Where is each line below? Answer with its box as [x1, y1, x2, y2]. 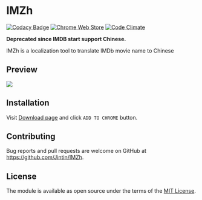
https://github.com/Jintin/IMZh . [6, 153, 84, 161]
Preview [6, 65, 38, 75]
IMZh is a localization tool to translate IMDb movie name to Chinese [6, 47, 174, 54]
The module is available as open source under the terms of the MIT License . [6, 187, 197, 195]
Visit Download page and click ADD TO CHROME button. [6, 114, 138, 121]
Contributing [6, 131, 56, 141]
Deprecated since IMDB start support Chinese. [6, 35, 126, 42]
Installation [6, 98, 50, 108]
